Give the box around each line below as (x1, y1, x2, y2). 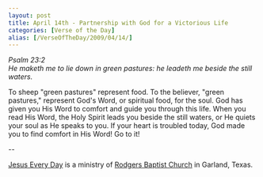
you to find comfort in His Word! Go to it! (8, 130, 140, 139)
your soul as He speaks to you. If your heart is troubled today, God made (8, 121, 246, 130)
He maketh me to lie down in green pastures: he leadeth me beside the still (8, 64, 253, 73)
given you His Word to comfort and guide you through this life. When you (8, 104, 247, 114)
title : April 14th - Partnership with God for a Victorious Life (8, 19, 228, 27)
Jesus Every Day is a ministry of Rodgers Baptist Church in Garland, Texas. (8, 160, 253, 170)
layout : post (8, 11, 51, 20)
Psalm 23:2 (8, 55, 46, 65)
